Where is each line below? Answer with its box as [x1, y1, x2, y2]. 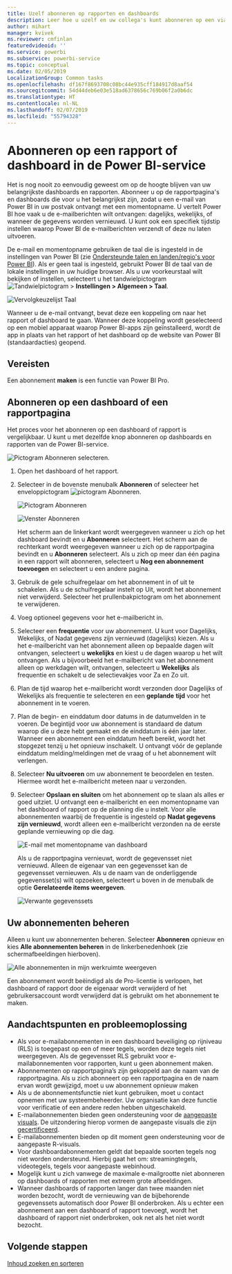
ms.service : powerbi [7, 49, 67, 56]
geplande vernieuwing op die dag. [17, 827, 115, 836]
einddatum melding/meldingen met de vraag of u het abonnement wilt [17, 749, 216, 758]
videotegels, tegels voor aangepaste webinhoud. [17, 1162, 157, 1170]
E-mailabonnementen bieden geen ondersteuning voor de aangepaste [17, 1110, 217, 1118]
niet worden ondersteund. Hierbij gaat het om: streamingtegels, [17, 1154, 198, 1163]
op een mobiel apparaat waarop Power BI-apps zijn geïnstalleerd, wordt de [7, 323, 221, 332]
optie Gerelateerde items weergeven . [17, 883, 126, 892]
